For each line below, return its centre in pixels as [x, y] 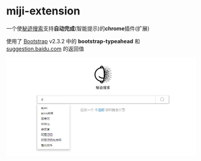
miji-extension [43, 11]
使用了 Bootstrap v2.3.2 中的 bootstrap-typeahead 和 [73, 41]
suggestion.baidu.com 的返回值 [45, 49]
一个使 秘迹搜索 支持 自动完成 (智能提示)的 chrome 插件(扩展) [78, 28]
